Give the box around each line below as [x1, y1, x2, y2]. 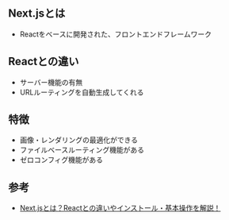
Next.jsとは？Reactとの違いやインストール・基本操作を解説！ [19, 203, 221, 213]
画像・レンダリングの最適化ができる [19, 135, 139, 145]
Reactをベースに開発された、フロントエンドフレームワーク [19, 29, 212, 39]
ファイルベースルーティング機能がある [19, 145, 145, 155]
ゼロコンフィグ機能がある [19, 155, 104, 164]
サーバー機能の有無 [19, 77, 83, 87]
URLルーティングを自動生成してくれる [19, 87, 144, 97]
